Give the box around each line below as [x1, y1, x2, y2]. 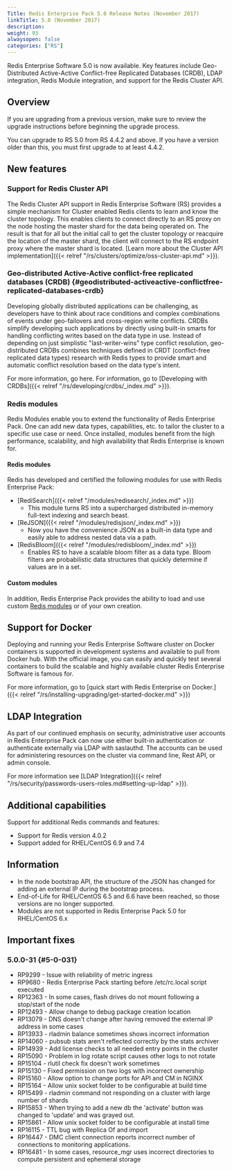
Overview [7, 97, 51, 108]
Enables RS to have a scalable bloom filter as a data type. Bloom [27, 548, 211, 556]
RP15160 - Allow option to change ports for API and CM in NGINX [17, 1074, 203, 1083]
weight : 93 [7, 29, 39, 37]
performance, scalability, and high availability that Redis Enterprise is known [7, 437, 225, 445]
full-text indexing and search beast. [27, 511, 130, 519]
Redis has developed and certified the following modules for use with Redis [7, 476, 222, 484]
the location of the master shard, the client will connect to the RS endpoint [7, 237, 219, 245]
